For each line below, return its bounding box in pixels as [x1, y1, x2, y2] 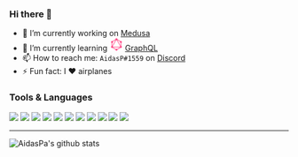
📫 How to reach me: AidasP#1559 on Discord [21, 53, 186, 64]
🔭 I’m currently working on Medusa [21, 28, 151, 39]
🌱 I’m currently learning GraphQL [21, 43, 158, 54]
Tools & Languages [9, 92, 93, 104]
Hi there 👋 [9, 8, 53, 20]
